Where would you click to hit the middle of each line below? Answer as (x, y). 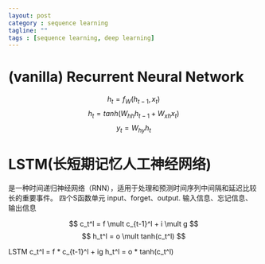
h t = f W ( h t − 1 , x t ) (134, 100)
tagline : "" (28, 30)
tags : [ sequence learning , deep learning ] (82, 38)
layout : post (30, 16)
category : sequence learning (58, 23)
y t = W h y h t (134, 128)
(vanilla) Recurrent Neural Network (126, 77)
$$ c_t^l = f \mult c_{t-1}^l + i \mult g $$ (134, 223)
